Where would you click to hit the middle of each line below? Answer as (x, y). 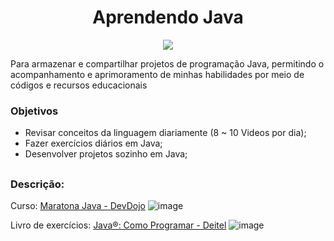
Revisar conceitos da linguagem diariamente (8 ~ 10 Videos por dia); (165, 133)
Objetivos (34, 111)
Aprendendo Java (168, 17)
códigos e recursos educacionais (79, 85)
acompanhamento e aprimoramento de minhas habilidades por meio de (157, 74)
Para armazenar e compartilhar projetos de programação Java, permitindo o (167, 63)
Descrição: (37, 184)
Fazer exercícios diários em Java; (93, 143)
